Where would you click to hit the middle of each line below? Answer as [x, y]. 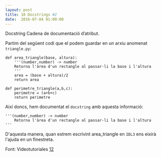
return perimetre [32, 98]
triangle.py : [18, 49]
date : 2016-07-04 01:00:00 [35, 19]
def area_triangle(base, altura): [41, 58]
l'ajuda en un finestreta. [30, 139]
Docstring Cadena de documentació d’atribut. [52, 34]
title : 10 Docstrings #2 [31, 15]
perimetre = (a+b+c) [36, 93]
